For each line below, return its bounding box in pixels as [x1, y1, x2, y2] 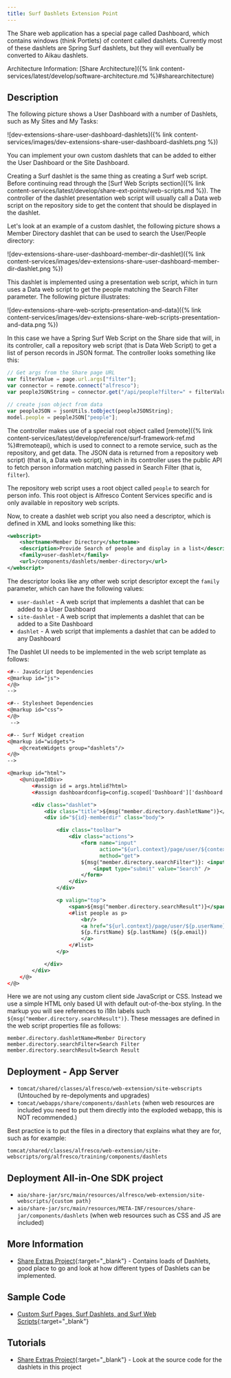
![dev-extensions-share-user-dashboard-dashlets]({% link [7, 130, 173, 139]
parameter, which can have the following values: [7, 584, 144, 592]
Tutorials [7, 1337, 46, 1349]
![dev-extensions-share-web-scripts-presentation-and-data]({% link [7, 306, 201, 314]
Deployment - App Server [7, 1066, 119, 1077]
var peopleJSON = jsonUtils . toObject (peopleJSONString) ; [7, 408, 174, 415]
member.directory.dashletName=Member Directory [7, 1035, 146, 1042]
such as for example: [7, 1134, 67, 1142]
